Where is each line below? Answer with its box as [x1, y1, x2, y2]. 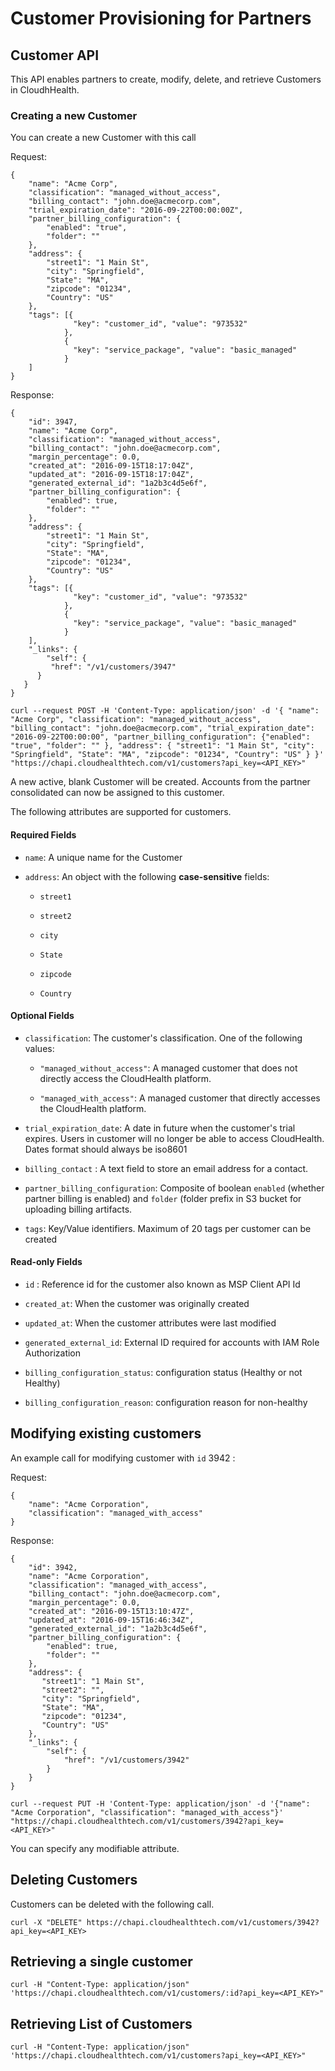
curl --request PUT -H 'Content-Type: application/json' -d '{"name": [10, 1798, 311, 1809]
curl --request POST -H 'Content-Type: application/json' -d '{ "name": [10, 706, 320, 716]
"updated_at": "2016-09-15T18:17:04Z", [28, 470, 195, 480]
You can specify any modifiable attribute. [10, 1842, 180, 1854]
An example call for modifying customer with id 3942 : [10, 1452, 236, 1464]
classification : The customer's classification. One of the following [24, 1032, 303, 1044]
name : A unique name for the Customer [24, 851, 183, 863]
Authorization [24, 1347, 82, 1359]
